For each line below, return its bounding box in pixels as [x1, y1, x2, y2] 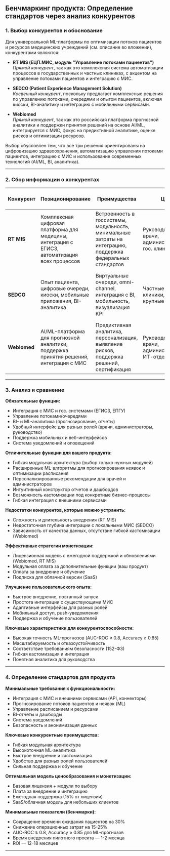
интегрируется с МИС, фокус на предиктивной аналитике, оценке [12, 127, 156, 133]
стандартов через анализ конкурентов [5, 12, 136, 21]
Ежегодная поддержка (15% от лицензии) [12, 793, 103, 799]
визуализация [95, 304, 130, 311]
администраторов [12, 481, 52, 487]
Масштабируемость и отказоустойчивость [12, 640, 106, 646]
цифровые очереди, [40, 284, 90, 292]
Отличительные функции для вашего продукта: [5, 450, 112, 456]
